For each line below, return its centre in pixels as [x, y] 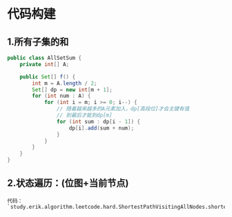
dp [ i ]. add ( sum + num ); [101, 128]
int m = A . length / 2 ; [65, 83]
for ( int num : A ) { [61, 96]
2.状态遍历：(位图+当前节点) [68, 183]
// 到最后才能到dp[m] [84, 115]
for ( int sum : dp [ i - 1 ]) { [98, 121]
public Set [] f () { [48, 76]
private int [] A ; [45, 64]
